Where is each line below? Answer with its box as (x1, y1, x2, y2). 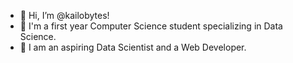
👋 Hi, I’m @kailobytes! (19, 10, 110, 21)
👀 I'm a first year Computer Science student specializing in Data (19, 20, 283, 32)
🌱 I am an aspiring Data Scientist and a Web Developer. (19, 41, 247, 53)
